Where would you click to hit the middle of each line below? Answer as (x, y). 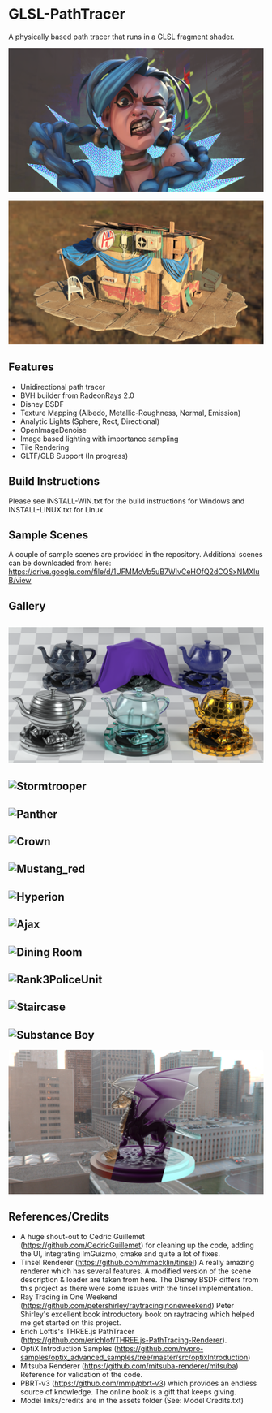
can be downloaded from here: (60, 563)
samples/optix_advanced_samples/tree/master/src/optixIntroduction (134, 1357)
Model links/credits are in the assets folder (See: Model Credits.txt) (132, 1400)
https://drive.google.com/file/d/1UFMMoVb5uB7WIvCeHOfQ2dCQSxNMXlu (134, 572)
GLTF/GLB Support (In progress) (74, 456)
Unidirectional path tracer (63, 387)
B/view (20, 581)
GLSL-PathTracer (67, 14)
